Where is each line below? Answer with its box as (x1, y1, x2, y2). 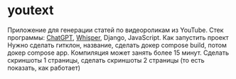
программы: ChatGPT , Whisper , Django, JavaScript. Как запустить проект (7, 33, 229, 41)
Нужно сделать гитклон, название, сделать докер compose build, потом (7, 41, 227, 49)
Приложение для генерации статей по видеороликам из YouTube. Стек (7, 26, 224, 34)
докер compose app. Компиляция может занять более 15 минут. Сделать (7, 48, 230, 57)
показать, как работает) (7, 63, 80, 72)
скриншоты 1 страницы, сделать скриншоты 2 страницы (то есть (7, 56, 205, 64)
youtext (7, 2, 54, 19)
